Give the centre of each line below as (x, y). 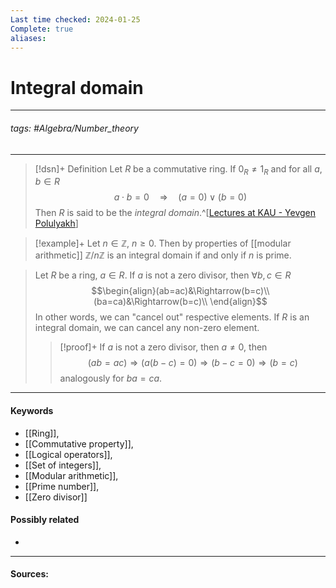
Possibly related (45, 520)
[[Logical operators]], (68, 454)
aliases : (28, 38)
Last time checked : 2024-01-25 (75, 19)
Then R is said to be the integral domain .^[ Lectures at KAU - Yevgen (175, 213)
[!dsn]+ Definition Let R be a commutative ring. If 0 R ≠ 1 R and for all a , (178, 169)
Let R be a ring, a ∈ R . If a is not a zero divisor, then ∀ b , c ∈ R (163, 275)
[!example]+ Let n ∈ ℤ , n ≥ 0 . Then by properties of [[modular (163, 243)
